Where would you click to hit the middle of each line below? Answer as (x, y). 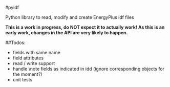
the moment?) (27, 74)
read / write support (34, 63)
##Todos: (15, 42)
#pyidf (12, 7)
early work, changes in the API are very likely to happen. (67, 32)
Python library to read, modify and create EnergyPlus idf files (70, 17)
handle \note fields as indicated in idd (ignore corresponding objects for (89, 69)
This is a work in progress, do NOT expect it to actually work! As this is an (85, 27)
